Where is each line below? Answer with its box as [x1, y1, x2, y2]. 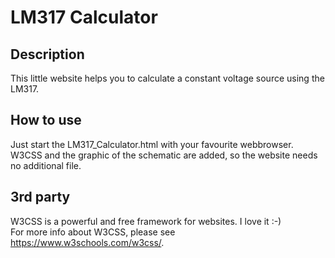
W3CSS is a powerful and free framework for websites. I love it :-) [10, 215, 282, 227]
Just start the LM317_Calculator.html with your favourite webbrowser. [10, 138, 294, 150]
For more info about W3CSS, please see [10, 226, 176, 238]
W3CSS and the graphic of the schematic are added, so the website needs [10, 149, 318, 161]
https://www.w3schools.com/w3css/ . [10, 236, 165, 248]
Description [10, 46, 85, 63]
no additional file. [10, 159, 82, 171]
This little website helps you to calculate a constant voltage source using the [10, 72, 325, 84]
